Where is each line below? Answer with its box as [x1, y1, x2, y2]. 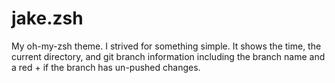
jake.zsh [11, 7, 84, 30]
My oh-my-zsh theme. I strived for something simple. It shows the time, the [11, 40, 322, 52]
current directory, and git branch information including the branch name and [11, 50, 326, 62]
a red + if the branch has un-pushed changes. [11, 61, 201, 73]
